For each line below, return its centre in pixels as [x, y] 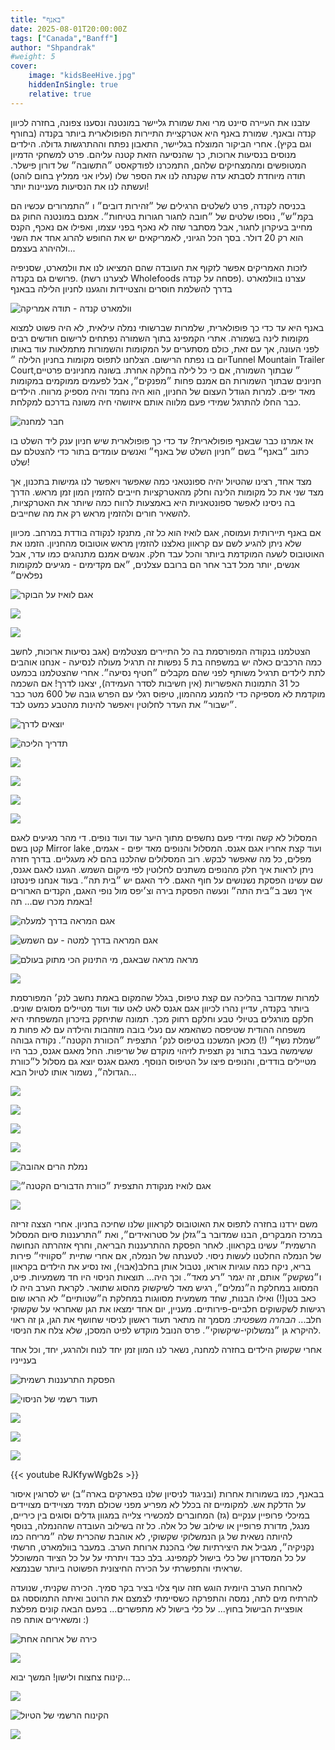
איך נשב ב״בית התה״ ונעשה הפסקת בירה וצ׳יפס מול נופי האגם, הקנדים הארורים [161, 890]
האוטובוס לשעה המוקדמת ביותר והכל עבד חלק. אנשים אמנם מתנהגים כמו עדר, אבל [167, 553]
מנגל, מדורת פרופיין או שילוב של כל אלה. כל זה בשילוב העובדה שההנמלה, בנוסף [160, 1525]
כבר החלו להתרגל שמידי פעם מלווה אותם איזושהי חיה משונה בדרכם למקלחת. [156, 402]
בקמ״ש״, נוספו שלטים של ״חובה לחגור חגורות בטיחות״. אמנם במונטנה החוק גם [162, 216]
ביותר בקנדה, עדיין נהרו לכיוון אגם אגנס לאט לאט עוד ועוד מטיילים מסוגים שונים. [160, 1008]
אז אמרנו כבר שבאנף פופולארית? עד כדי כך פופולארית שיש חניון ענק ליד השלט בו [162, 440]
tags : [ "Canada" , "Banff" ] [64, 38]
